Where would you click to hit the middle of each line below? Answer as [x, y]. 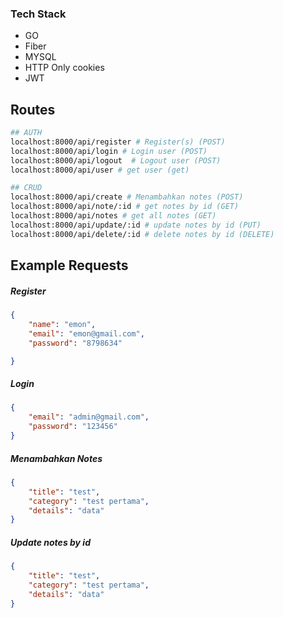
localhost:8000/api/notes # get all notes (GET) [113, 216]
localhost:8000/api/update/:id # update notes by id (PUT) [136, 225]
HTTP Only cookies [64, 68]
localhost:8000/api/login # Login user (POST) [109, 151]
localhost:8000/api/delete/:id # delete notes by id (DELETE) [142, 234]
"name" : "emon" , [62, 324]
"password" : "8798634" [75, 343]
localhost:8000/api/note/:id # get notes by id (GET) [125, 207]
